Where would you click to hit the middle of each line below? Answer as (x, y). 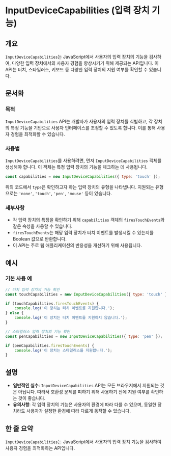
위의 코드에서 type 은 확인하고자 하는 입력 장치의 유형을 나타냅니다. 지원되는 (80, 187)
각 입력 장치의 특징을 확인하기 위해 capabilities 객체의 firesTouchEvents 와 (89, 220)
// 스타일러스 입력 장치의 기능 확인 (38, 332)
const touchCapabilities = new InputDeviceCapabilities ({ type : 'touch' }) (87, 294)
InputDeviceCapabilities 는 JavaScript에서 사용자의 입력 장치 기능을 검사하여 (83, 442)
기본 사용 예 (19, 279)
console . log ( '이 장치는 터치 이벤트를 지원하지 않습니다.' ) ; (71, 318)
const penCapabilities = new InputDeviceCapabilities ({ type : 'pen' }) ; (84, 336)
